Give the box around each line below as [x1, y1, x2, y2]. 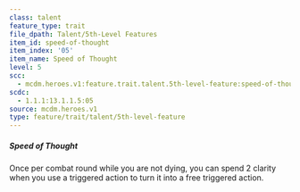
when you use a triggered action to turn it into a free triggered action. [9, 172, 264, 183]
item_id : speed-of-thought [9, 38, 110, 47]
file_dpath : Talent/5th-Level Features [9, 29, 158, 38]
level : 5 [9, 63, 42, 72]
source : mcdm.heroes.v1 [9, 104, 98, 113]
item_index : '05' [9, 46, 74, 55]
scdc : [9, 88, 29, 96]
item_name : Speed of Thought [9, 54, 118, 63]
